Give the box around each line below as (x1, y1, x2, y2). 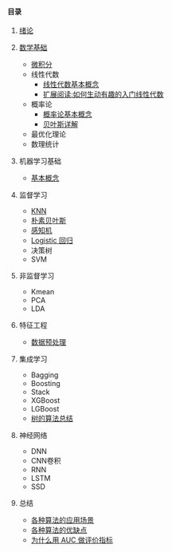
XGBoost (30, 396, 61, 405)
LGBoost (30, 404, 60, 414)
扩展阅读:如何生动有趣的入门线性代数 (42, 89, 164, 99)
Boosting (30, 379, 61, 388)
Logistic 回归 (30, 235, 73, 246)
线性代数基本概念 (42, 80, 100, 89)
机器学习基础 (18, 156, 61, 166)
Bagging (30, 370, 59, 380)
